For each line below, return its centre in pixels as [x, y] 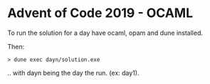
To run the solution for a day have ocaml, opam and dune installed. [105, 33]
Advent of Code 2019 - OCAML [100, 13]
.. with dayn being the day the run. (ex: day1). [73, 73]
